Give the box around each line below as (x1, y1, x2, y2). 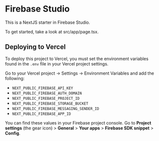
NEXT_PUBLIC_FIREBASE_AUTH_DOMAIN (12, 91, 82, 95)
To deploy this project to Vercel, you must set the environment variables (5, 56, 149, 62)
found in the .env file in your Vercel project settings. (5, 61, 109, 66)
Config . (5, 130, 21, 136)
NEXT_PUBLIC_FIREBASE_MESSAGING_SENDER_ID (12, 106, 99, 111)
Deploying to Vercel (5, 43, 66, 51)
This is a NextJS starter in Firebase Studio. (5, 19, 91, 25)
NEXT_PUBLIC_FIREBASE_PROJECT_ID (12, 96, 80, 101)
